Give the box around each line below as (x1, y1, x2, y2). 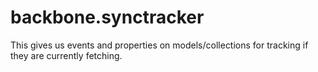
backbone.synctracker (10, 6, 205, 29)
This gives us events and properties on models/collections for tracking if (10, 39, 309, 51)
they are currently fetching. (10, 49, 123, 61)
